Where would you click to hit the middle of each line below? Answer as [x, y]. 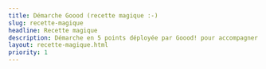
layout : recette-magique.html [59, 45]
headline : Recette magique [53, 30]
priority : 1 [28, 52]
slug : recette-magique [46, 23]
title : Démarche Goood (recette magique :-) [83, 15]
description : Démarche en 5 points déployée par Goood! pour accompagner [133, 38]
